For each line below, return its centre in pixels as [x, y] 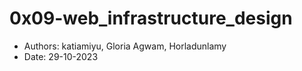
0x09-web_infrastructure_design [151, 18]
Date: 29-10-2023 [61, 56]
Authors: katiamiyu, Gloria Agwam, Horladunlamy [125, 46]
